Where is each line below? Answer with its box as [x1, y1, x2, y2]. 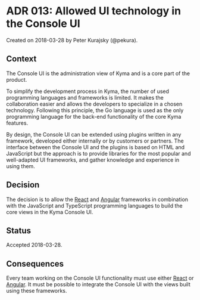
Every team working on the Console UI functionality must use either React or [6, 274, 194, 282]
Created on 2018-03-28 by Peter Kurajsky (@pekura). [6, 36, 138, 44]
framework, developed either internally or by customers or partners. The [6, 137, 184, 144]
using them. [6, 162, 36, 169]
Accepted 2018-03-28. [6, 242, 62, 249]
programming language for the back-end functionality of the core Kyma [6, 113, 182, 120]
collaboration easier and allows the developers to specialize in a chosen [6, 100, 183, 107]
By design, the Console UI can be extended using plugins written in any [6, 131, 182, 138]
